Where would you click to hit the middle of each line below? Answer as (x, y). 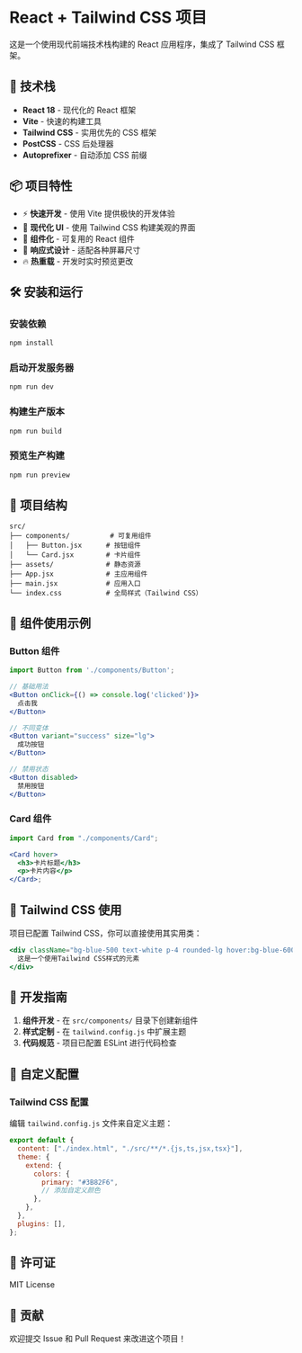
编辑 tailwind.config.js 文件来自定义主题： (91, 1124)
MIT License (32, 1285)
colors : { (51, 1174)
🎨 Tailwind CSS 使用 (66, 910)
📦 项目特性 (41, 186)
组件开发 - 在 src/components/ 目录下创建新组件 (110, 1020)
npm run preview (40, 475)
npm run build (36, 431)
